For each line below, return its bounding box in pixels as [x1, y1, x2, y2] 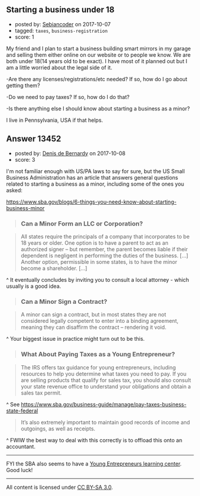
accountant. [6, 443, 36, 450]
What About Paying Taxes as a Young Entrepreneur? [20, 350, 176, 359]
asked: [6, 186, 23, 193]
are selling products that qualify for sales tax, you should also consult [20, 376, 192, 384]
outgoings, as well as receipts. [20, 425, 96, 432]
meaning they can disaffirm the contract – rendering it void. [20, 324, 167, 331]
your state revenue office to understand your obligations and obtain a [20, 383, 191, 390]
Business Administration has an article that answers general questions [6, 174, 179, 181]
